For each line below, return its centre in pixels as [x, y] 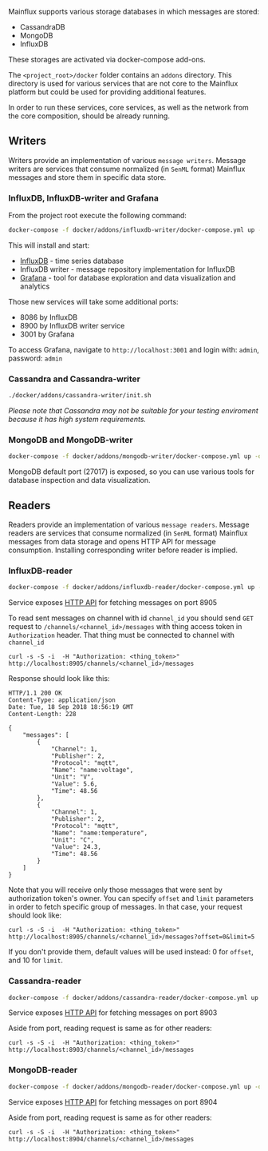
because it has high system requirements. [77, 420]
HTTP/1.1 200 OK [35, 693]
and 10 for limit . [36, 960]
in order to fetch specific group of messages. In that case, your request [126, 907]
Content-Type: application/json [62, 700]
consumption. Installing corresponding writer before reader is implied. [123, 550]
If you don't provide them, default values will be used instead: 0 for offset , [131, 952]
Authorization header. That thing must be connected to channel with [122, 635]
